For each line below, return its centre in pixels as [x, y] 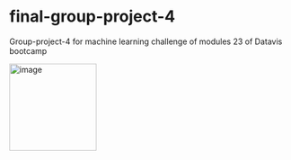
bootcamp [28, 50]
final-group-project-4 [93, 17]
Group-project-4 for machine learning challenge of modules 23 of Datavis [146, 41]
